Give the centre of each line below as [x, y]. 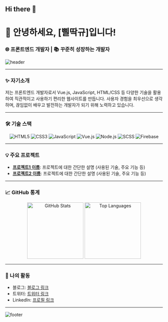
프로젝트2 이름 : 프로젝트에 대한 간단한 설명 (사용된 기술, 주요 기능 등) [79, 173]
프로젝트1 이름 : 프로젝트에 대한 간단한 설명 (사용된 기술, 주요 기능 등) [79, 167]
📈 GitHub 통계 [22, 192]
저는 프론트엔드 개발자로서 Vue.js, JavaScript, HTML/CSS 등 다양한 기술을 [78, 93]
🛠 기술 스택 [18, 124]
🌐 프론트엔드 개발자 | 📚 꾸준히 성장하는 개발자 [57, 49]
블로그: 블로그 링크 [30, 287]
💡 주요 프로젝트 [22, 155]
